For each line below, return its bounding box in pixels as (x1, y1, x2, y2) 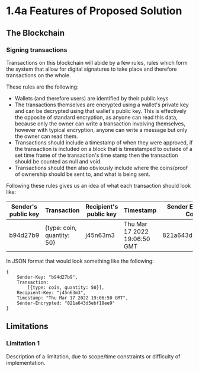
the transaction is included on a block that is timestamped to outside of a (14, 145, 192, 152)
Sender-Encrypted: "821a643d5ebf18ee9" (17, 300, 115, 306)
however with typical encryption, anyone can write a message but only (14, 126, 188, 133)
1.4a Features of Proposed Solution (6, 4, 182, 18)
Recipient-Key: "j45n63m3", (17, 289, 86, 295)
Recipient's (85, 202, 118, 210)
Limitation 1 (6, 339, 40, 348)
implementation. (6, 359, 46, 366)
